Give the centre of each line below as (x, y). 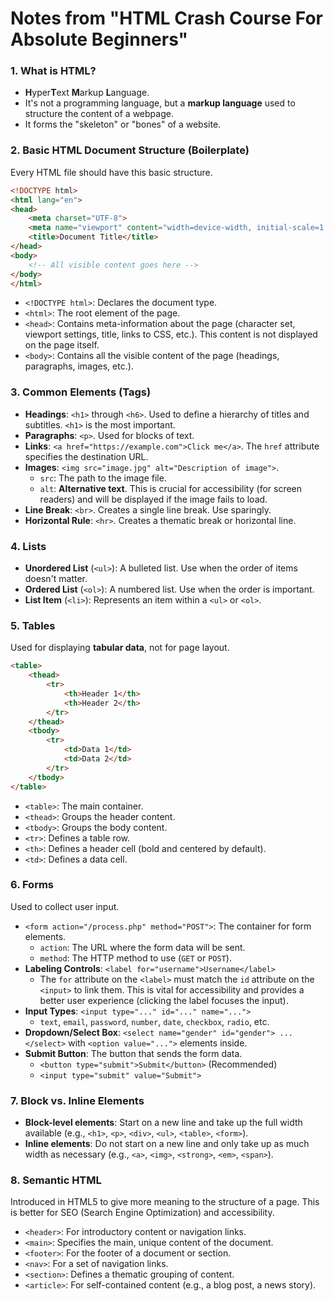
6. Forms (32, 885)
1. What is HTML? (53, 71)
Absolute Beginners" (99, 39)
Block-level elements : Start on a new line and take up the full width (163, 1123)
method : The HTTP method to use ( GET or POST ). (135, 958)
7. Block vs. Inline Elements (77, 1100)
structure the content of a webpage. (99, 114)
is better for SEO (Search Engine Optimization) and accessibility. (142, 1213)
